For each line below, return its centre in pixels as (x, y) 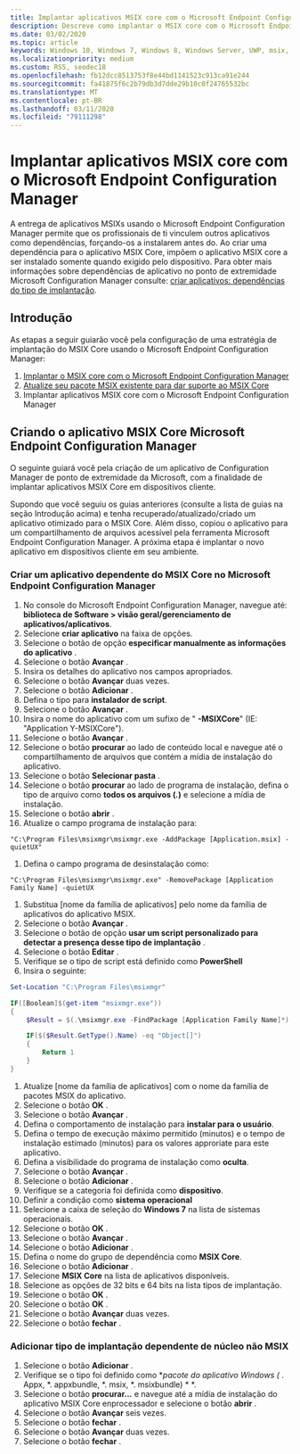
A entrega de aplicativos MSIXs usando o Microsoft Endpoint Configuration (148, 224)
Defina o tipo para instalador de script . (95, 699)
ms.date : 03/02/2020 (49, 34)
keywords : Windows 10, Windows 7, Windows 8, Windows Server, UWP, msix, (150, 51)
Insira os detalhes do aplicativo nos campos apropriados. (128, 671)
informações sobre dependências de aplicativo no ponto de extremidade (143, 271)
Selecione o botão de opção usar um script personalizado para (141, 932)
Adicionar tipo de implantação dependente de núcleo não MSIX (150, 1346)
